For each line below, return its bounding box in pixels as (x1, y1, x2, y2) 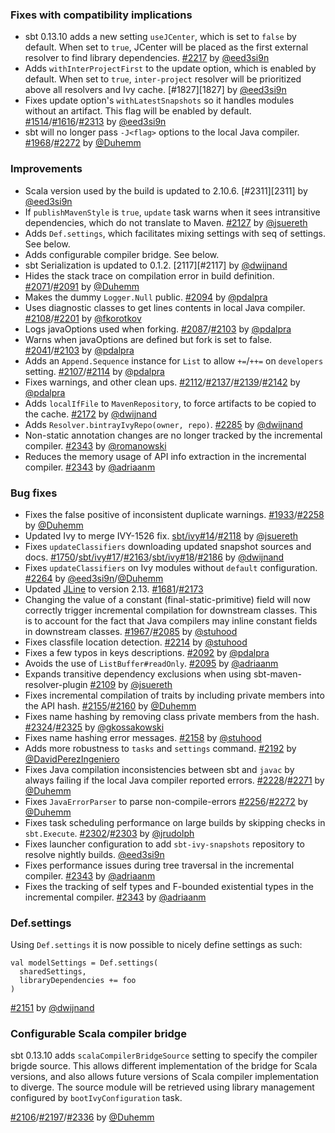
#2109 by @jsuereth (89, 678, 173, 690)
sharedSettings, (19, 967, 87, 977)
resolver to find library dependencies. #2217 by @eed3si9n (24, 52, 270, 64)
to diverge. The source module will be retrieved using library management (10, 1081, 315, 1093)
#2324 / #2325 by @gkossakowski (24, 721, 165, 733)
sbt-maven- (253, 668, 302, 680)
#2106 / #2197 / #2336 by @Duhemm (10, 1111, 155, 1123)
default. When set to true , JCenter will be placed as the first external (24, 41, 309, 53)
